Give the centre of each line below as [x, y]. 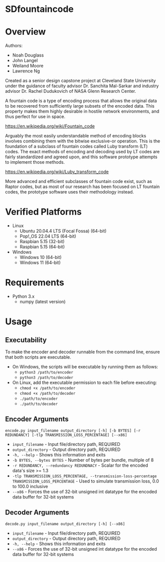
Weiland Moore [28, 66]
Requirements [35, 282]
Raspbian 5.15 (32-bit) [42, 242]
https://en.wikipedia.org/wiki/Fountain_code [50, 126]
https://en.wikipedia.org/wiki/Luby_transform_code [57, 172]
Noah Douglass [28, 55]
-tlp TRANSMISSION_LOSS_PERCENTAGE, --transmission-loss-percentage [84, 476]
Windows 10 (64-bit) [41, 257]
